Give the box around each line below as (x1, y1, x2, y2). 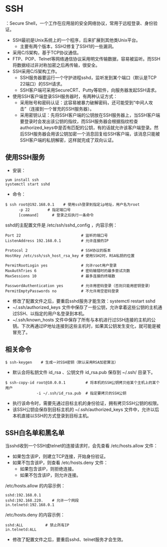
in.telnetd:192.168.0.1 (5, 502, 55, 507)
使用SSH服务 (5, 153, 45, 161)
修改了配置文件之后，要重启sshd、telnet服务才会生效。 (12, 536, 126, 542)
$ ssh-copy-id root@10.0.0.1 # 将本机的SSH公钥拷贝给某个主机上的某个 (5, 380, 160, 385)
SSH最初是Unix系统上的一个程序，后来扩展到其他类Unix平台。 (12, 37, 141, 43)
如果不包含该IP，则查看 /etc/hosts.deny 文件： (12, 459, 108, 465)
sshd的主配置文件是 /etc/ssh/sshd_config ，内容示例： (5, 222, 118, 228)
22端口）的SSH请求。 (19, 80, 65, 86)
